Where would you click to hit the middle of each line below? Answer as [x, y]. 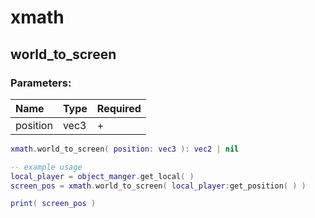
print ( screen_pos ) [53, 204]
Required [119, 108]
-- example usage [46, 167]
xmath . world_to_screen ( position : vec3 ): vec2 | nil [125, 149]
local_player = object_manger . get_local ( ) [102, 176]
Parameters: [41, 83]
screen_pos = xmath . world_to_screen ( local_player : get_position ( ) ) [158, 186]
